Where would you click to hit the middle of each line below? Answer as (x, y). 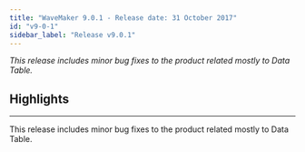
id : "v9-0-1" (34, 26)
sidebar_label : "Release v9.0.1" (73, 35)
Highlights (39, 99)
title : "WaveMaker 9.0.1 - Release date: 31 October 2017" (123, 18)
